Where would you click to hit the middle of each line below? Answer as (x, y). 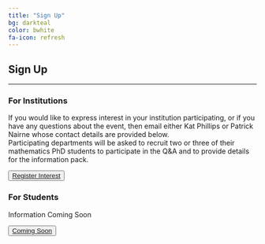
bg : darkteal (30, 23)
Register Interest (36, 176)
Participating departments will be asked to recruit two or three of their (121, 143)
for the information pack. (49, 160)
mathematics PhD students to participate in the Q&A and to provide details (129, 151)
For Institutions (38, 101)
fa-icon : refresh (37, 37)
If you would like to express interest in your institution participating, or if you (131, 118)
